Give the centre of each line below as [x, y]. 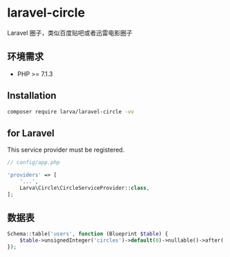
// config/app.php [33, 163]
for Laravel [31, 133]
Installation [32, 96]
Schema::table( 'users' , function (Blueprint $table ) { [88, 234]
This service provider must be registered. [66, 150]
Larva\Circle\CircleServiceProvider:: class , [85, 188]
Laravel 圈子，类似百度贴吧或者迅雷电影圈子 [70, 33]
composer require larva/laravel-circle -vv [71, 112]
